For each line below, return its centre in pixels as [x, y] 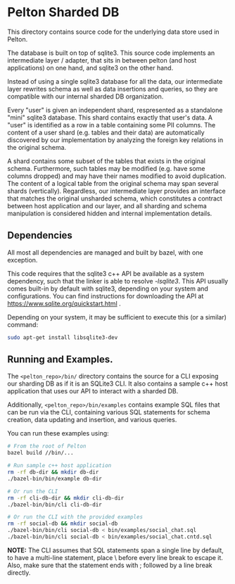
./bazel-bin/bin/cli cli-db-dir [55, 504]
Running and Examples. [60, 360]
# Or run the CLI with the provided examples [75, 517]
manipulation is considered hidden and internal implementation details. [110, 213]
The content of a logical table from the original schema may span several [113, 183]
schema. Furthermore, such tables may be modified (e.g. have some [106, 168]
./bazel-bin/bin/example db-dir [55, 478]
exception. [23, 260]
